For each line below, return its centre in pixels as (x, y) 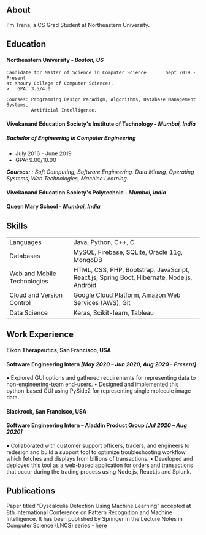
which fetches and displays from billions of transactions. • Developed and (100, 458)
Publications (31, 491)
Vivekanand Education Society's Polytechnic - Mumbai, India (86, 192)
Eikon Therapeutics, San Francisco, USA (59, 350)
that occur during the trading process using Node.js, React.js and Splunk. (99, 471)
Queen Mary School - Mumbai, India (54, 206)
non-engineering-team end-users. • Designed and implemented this (93, 384)
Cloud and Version (36, 295)
